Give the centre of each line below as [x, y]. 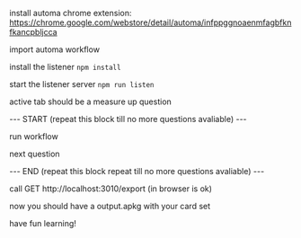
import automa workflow [55, 49]
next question [35, 154]
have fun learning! [43, 223]
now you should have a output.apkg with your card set [110, 206]
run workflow [34, 137]
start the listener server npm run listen [82, 84]
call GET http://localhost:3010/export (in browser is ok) [111, 189]
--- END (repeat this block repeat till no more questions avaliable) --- [137, 171]
